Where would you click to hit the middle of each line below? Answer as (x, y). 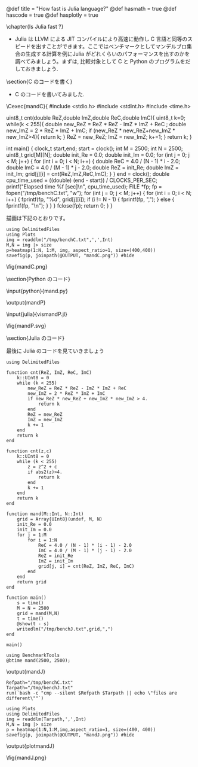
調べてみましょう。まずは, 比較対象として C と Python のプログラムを (100, 61)
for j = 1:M (32, 535)
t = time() (30, 619)
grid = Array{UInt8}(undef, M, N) (60, 519)
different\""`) (25, 698)
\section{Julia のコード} (35, 338)
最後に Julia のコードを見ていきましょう (55, 351)
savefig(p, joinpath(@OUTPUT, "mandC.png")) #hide (70, 255)
